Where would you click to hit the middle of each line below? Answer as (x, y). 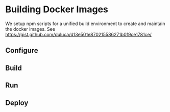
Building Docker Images (57, 9)
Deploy (17, 103)
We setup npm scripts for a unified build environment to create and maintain (85, 24)
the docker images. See (30, 29)
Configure (22, 50)
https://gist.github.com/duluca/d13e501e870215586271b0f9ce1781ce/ (79, 34)
